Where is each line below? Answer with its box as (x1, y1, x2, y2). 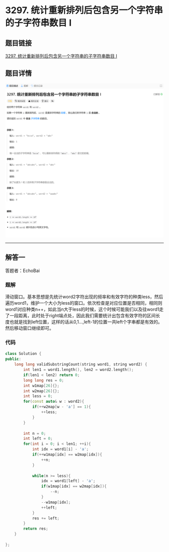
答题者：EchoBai (5, 267, 40, 273)
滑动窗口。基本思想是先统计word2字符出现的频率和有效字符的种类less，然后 (5, 294, 163, 300)
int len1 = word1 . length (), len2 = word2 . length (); (23, 367, 134, 373)
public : (5, 356, 22, 362)
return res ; (23, 526, 49, 531)
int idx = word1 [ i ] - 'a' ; (32, 447, 89, 452)
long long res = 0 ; (23, 378, 64, 383)
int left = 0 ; (23, 436, 53, 441)
